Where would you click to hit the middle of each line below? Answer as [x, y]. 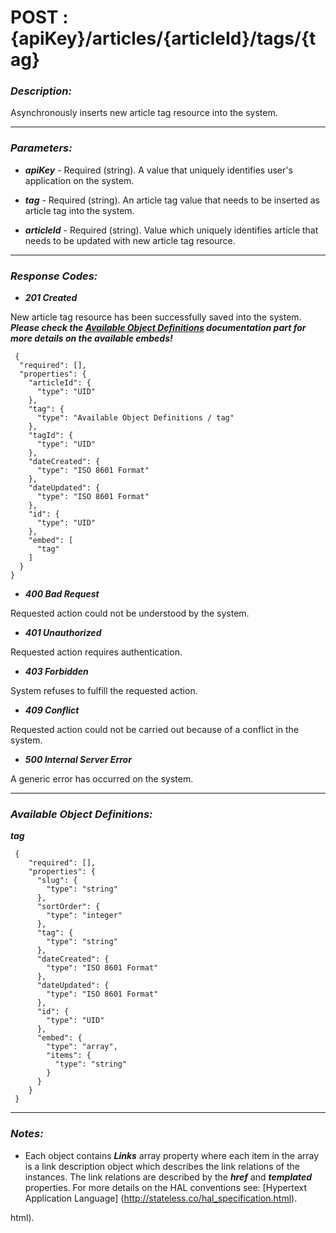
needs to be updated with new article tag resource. [130, 240]
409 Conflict [52, 710]
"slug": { [57, 881]
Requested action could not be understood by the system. [130, 613]
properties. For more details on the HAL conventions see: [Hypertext [166, 1187]
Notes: [27, 1134]
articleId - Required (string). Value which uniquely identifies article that [171, 230]
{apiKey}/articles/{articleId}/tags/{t [163, 38]
